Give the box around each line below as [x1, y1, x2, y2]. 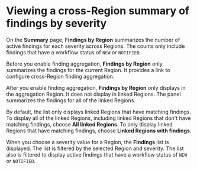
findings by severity [6, 17, 107, 30]
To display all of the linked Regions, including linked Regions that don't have [6, 114, 191, 122]
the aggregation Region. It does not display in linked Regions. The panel [6, 90, 182, 97]
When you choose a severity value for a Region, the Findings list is [6, 138, 169, 145]
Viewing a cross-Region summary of [6, 4, 190, 18]
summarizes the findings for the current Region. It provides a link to [6, 66, 170, 73]
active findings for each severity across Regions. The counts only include [6, 43, 185, 50]
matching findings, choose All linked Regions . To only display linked [6, 121, 173, 128]
